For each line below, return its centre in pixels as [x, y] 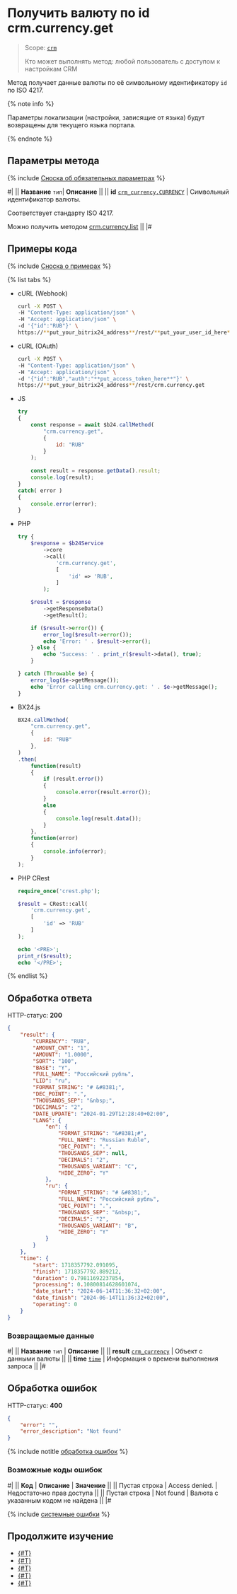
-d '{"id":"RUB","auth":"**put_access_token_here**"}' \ [103, 379]
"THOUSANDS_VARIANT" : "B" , [98, 1226]
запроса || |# [27, 1366]
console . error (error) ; [64, 504]
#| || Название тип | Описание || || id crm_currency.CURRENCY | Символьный [118, 192]
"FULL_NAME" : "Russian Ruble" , [104, 1140]
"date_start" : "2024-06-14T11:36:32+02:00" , [99, 1291]
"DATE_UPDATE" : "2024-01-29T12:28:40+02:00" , [101, 1114]
